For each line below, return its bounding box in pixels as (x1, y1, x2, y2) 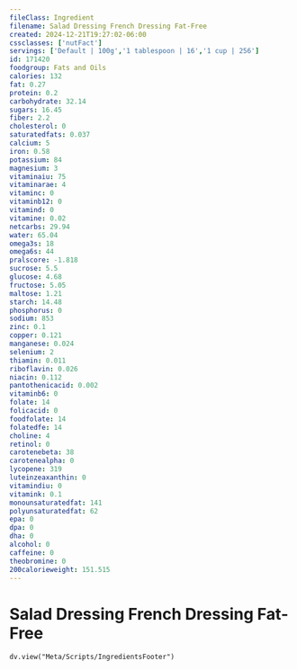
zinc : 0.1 (9, 323, 47, 332)
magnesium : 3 (9, 164, 58, 173)
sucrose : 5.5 (9, 264, 58, 273)
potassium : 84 (9, 155, 63, 165)
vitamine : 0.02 (9, 213, 67, 223)
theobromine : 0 (9, 557, 67, 566)
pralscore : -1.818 (9, 255, 78, 265)
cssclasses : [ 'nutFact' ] (9, 38, 103, 48)
